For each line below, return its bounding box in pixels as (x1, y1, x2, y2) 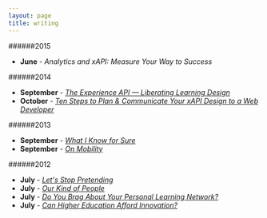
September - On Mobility (19, 144, 103, 153)
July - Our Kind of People (19, 183, 106, 192)
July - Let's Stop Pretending (19, 175, 114, 184)
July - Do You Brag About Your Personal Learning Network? (19, 192, 219, 201)
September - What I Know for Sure (19, 135, 136, 145)
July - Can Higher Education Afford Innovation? (19, 200, 178, 210)
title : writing (8, 19, 59, 27)
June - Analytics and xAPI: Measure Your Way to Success (19, 57, 213, 66)
